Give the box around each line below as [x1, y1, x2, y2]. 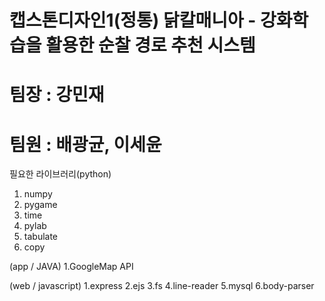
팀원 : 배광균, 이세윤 [9, 133, 162, 156]
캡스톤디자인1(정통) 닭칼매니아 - [9, 9, 257, 32]
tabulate [23, 231, 59, 243]
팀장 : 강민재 [9, 84, 105, 106]
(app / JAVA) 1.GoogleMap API [9, 261, 134, 273]
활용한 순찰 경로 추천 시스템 [45, 34, 256, 57]
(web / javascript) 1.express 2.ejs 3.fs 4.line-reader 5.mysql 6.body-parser [9, 280, 315, 292]
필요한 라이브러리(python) [9, 168, 112, 180]
